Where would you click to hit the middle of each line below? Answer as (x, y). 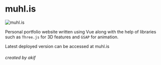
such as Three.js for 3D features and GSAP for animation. (62, 37)
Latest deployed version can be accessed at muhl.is (57, 46)
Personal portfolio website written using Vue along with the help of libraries (81, 32)
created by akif (20, 57)
